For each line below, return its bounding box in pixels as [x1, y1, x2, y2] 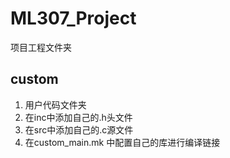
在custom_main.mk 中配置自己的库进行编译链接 [24, 136, 221, 148]
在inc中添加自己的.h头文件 [24, 111, 133, 123]
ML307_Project [10, 7, 137, 30]
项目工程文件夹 [10, 41, 72, 53]
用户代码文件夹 [24, 98, 87, 111]
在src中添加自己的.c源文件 [24, 123, 134, 136]
